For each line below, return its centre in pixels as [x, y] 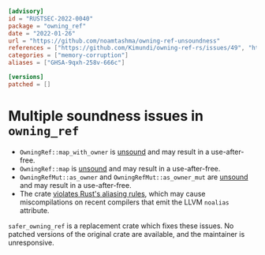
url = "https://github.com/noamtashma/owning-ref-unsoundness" [114, 41]
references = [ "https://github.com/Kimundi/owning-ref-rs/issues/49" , [127, 48]
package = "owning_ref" [47, 26]
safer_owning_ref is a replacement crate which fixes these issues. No [121, 226]
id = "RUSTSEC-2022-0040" [50, 19]
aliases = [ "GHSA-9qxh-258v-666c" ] [67, 63]
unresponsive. [31, 242]
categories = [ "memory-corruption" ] [68, 55]
